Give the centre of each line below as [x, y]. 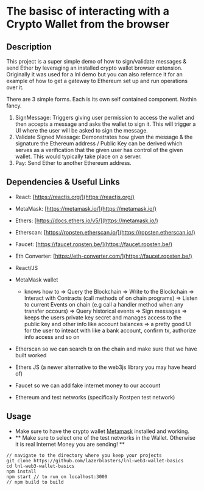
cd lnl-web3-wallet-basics [40, 466]
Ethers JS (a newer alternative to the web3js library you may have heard [106, 367]
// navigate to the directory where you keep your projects [84, 455]
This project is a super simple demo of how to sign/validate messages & [97, 61]
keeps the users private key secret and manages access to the [103, 317]
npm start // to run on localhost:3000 [57, 477]
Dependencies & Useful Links [63, 182]
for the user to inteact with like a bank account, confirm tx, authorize [110, 330]
